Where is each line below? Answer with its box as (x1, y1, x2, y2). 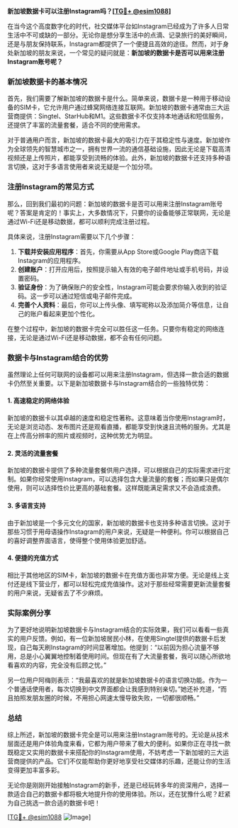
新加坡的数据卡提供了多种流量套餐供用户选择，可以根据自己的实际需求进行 (7, 466, 225, 474)
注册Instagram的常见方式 (7, 182, 94, 192)
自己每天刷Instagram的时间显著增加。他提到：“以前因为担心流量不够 (19, 643, 220, 651)
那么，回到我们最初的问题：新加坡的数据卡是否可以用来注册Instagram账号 (7, 199, 223, 208)
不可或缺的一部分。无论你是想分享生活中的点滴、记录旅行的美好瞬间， (25, 31, 231, 39)
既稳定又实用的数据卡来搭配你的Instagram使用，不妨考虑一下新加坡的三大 (7, 748, 223, 757)
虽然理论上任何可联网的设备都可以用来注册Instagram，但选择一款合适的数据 (7, 370, 229, 379)
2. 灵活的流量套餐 (7, 449, 59, 457)
